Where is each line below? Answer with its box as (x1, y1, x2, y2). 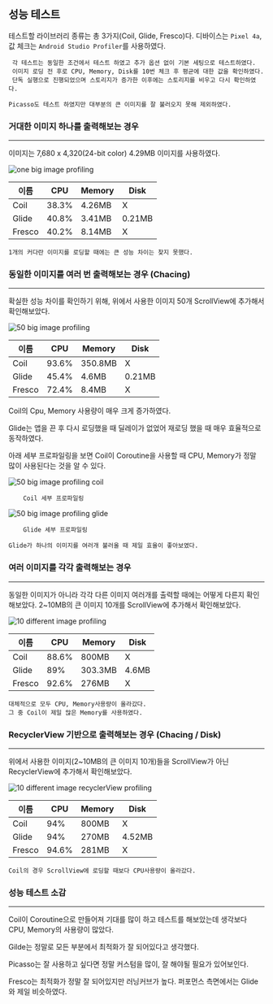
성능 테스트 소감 (8, 887, 67, 898)
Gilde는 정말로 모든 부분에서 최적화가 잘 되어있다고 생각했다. (8, 942, 199, 952)
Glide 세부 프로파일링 (23, 526, 88, 534)
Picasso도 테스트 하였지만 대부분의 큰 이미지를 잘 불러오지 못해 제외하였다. (8, 100, 232, 108)
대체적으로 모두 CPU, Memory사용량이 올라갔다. (8, 700, 147, 708)
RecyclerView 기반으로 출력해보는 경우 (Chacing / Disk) (8, 728, 222, 740)
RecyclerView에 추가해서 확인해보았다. (8, 767, 132, 776)
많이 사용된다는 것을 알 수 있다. (8, 461, 106, 471)
